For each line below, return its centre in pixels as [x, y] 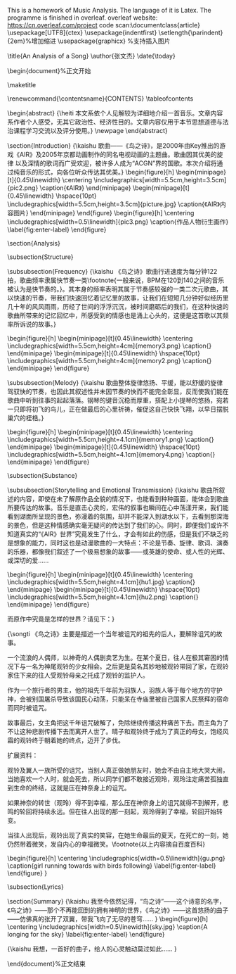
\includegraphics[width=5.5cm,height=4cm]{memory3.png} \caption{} [110, 346]
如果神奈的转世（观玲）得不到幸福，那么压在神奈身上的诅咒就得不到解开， [115, 803]
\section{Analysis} [34, 243]
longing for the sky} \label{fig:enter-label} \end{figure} [86, 934]
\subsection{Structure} [40, 257]
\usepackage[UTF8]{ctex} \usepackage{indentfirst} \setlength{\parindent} [115, 32]
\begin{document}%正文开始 [49, 71]
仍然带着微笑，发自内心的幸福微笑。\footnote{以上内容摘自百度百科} [106, 844]
